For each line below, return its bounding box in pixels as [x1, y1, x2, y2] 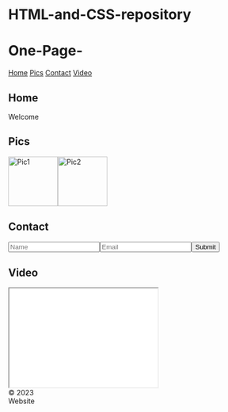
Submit [195, 242, 216, 251]
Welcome [8, 112, 40, 121]
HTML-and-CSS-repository [8, 6, 192, 24]
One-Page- [8, 42, 83, 60]
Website [8, 396, 36, 406]
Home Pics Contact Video [8, 68, 93, 78]
